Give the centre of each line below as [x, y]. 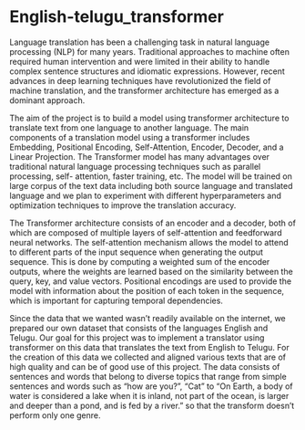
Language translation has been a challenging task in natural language [140, 42]
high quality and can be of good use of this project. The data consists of [145, 366]
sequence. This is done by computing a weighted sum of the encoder [140, 261]
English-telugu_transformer [117, 17]
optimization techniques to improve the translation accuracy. [123, 205]
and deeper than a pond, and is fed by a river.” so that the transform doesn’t [152, 405]
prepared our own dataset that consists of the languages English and [139, 328]
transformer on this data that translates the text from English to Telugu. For [149, 347]
